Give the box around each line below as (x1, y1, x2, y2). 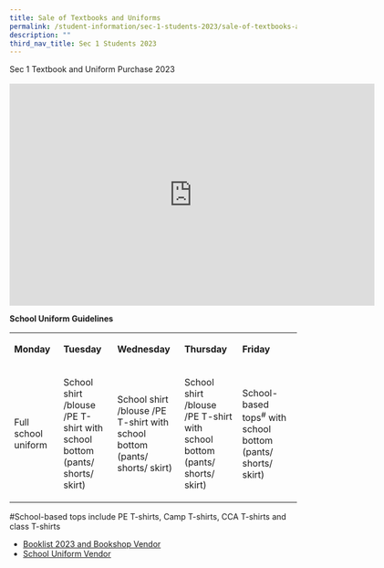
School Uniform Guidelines (9, 313, 114, 324)
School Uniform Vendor (22, 549, 111, 560)
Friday (242, 343, 271, 356)
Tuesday (63, 343, 102, 356)
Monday (14, 343, 51, 356)
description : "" (9, 30, 71, 39)
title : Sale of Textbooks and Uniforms (9, 13, 161, 23)
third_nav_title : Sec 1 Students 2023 (9, 38, 157, 48)
